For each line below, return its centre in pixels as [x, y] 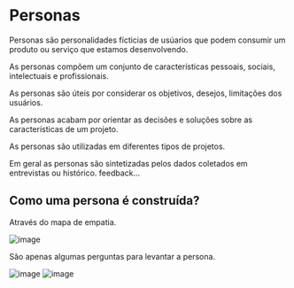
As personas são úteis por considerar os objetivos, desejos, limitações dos [146, 93]
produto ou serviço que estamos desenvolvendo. [99, 49]
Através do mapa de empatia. [63, 222]
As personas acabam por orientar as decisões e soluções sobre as [131, 120]
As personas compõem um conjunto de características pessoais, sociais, [143, 66]
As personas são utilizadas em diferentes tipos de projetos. [117, 146]
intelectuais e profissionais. [59, 75]
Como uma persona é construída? [104, 201]
